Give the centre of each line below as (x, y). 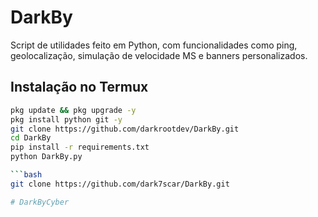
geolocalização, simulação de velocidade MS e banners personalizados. (159, 55)
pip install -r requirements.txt (80, 147)
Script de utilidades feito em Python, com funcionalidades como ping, (154, 45)
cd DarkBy (31, 138)
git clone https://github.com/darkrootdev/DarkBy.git (125, 129)
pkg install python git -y (66, 119)
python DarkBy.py (46, 157)
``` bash (26, 175)
